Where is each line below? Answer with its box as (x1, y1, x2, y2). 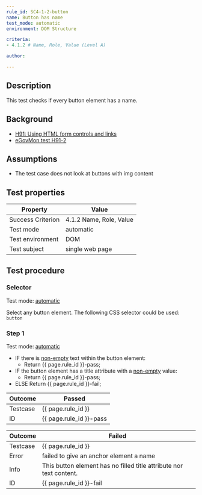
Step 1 (6, 329, 25, 338)
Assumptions (6, 154, 58, 164)
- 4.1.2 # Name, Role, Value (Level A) (6, 42, 106, 48)
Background (6, 114, 53, 124)
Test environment (9, 235, 59, 244)
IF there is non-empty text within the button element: (14, 355, 146, 362)
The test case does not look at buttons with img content (14, 170, 153, 177)
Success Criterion (9, 215, 60, 224)
